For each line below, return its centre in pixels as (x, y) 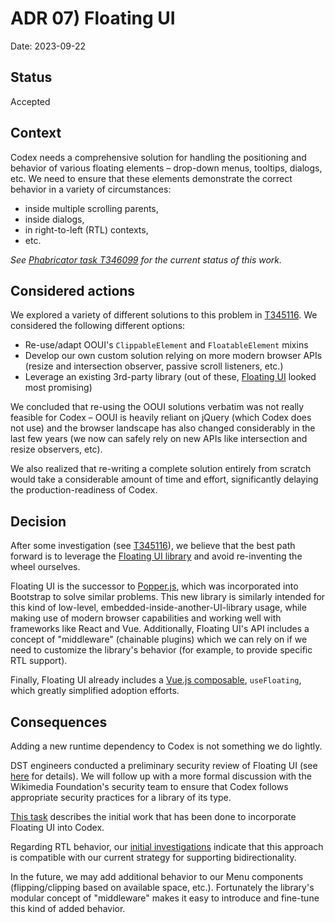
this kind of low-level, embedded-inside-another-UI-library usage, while (158, 608)
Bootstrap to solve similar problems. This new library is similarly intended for (168, 597)
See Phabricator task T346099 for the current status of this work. (146, 259)
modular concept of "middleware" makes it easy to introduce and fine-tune (165, 898)
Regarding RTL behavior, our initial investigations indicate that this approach (167, 846)
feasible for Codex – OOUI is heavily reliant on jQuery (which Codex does (161, 418)
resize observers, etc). (56, 449)
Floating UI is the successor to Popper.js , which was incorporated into (154, 586)
